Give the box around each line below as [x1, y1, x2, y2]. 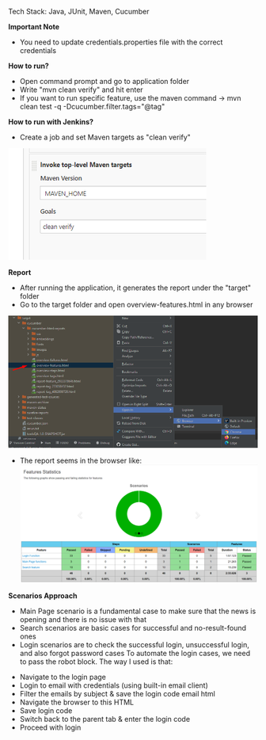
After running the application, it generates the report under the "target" [19, 283, 252, 292]
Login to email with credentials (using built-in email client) [19, 681, 208, 690]
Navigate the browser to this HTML [19, 697, 135, 708]
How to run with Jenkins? [8, 117, 93, 126]
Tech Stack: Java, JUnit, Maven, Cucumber [8, 7, 150, 16]
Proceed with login [19, 723, 82, 732]
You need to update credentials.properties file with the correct [19, 37, 223, 47]
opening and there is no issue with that [19, 615, 146, 624]
